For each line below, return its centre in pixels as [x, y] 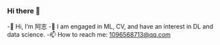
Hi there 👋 [24, 11]
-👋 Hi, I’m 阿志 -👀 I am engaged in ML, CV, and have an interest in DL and [110, 27]
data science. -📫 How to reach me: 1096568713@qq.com [89, 35]
